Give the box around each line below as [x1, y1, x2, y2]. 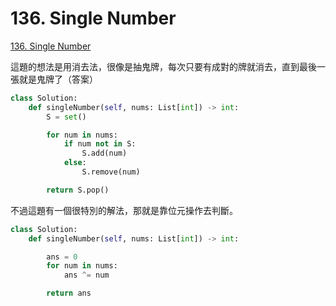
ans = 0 [46, 252, 78, 262]
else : [63, 158, 87, 168]
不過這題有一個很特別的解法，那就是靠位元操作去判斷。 [10, 204, 238, 216]
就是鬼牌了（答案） [18, 73, 98, 85]
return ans [46, 288, 92, 299]
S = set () [46, 112, 87, 122]
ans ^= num [63, 270, 110, 281]
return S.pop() [46, 185, 110, 195]
